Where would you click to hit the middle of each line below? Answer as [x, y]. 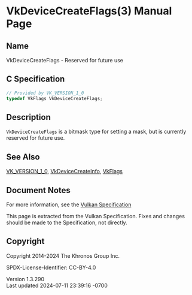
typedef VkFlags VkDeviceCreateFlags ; [54, 98]
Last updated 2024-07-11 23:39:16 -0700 [57, 285]
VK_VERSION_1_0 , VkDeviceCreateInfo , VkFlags [65, 171]
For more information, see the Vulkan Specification [69, 204]
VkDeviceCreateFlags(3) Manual [89, 11]
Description [28, 117]
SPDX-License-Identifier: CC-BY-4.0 [51, 267]
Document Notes [38, 190]
